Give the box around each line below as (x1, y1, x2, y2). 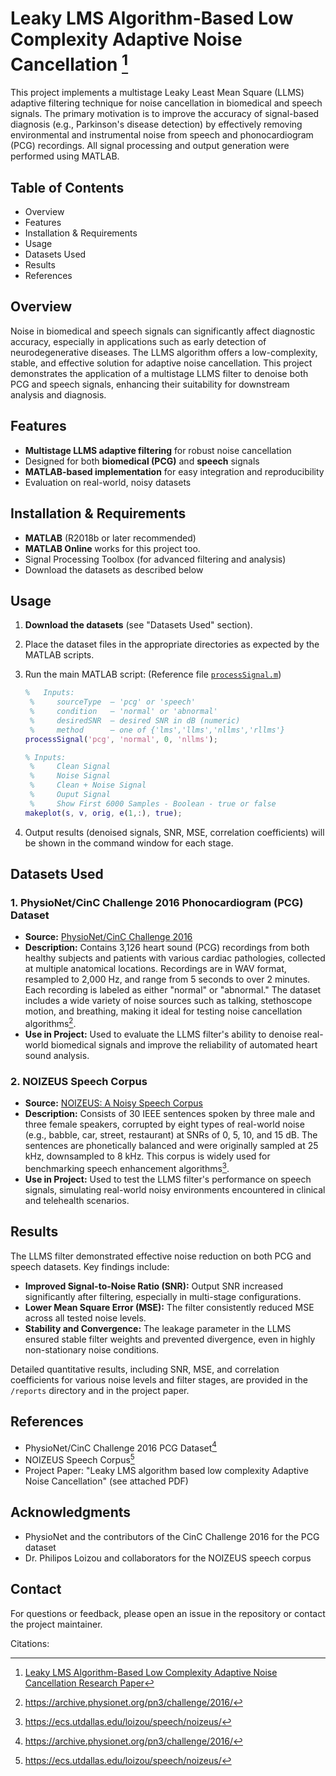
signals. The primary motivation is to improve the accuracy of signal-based (10, 108, 320, 120)
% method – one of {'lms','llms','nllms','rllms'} (29, 725, 286, 735)
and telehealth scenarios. (24, 1195, 130, 1206)
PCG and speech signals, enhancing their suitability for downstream (10, 378, 290, 390)
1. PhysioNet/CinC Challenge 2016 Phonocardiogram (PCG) (10, 896, 304, 910)
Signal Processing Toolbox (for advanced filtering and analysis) (24, 553, 287, 565)
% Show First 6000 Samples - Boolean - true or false (29, 798, 277, 809)
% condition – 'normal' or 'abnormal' (29, 707, 218, 717)
